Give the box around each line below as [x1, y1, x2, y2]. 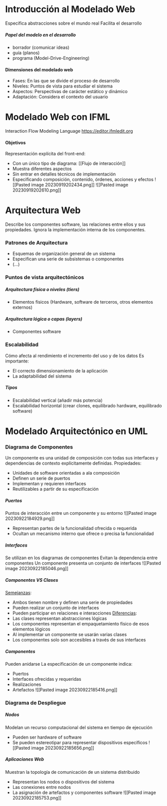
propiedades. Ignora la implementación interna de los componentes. [5, 227, 146, 233]
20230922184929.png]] [5, 515, 55, 521]
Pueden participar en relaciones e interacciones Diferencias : [12, 610, 137, 616]
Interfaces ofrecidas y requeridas [12, 676, 81, 682]
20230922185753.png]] [12, 794, 61, 800]
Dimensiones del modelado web [5, 66, 73, 72]
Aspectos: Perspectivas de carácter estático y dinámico [12, 88, 128, 95]
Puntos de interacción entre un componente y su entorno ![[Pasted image [5, 510, 156, 516]
